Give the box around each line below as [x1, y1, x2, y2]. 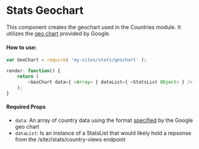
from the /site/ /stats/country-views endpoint [14, 136, 125, 143]
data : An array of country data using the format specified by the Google [14, 117, 193, 124]
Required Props [6, 103, 46, 110]
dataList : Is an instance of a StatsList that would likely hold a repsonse [14, 129, 192, 136]
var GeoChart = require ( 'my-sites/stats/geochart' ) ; [6, 57, 147, 63]
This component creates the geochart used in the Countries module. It [6, 23, 181, 31]
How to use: [6, 43, 37, 51]
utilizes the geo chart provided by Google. [6, 29, 110, 37]
